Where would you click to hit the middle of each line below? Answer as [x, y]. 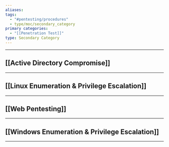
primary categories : [27, 29]
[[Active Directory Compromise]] [58, 63]
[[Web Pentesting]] [36, 109]
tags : [11, 15]
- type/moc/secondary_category [43, 24]
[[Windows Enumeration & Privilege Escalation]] [82, 132]
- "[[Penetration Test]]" [37, 33]
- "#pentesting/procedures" [39, 19]
